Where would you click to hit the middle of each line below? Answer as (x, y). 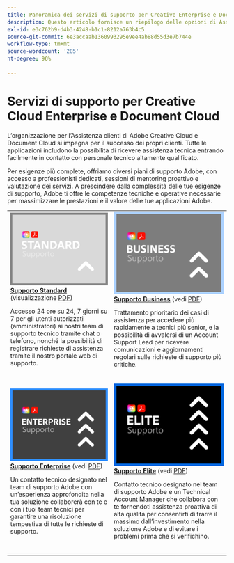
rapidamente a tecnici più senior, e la (166, 327)
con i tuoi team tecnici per (47, 509)
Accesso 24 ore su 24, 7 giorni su (59, 311)
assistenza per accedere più (154, 319)
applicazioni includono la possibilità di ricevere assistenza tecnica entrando (116, 150)
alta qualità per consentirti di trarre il (166, 514)
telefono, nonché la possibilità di (56, 341)
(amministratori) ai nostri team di (57, 326)
